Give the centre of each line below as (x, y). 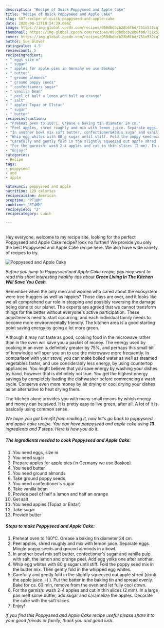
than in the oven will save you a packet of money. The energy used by (76, 343)
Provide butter (27, 515)
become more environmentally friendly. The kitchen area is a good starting (80, 323)
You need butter (29, 468)
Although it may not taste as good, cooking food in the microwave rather (78, 337)
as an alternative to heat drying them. (43, 390)
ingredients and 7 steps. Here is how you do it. (52, 429)
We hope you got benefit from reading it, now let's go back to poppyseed (79, 419)
